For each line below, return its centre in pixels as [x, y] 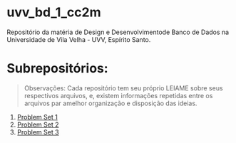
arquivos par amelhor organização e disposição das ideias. [111, 103]
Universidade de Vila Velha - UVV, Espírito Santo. [79, 39]
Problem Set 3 [38, 132]
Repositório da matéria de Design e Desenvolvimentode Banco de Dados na [118, 32]
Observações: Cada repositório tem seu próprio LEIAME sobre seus [123, 88]
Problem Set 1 [37, 117]
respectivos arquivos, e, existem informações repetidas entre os [118, 95]
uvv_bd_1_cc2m [54, 12]
